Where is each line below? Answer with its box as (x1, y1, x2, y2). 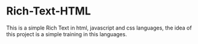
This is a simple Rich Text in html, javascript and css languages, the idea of (6, 24, 192, 31)
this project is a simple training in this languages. (6, 30, 128, 37)
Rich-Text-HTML (6, 4, 91, 18)
